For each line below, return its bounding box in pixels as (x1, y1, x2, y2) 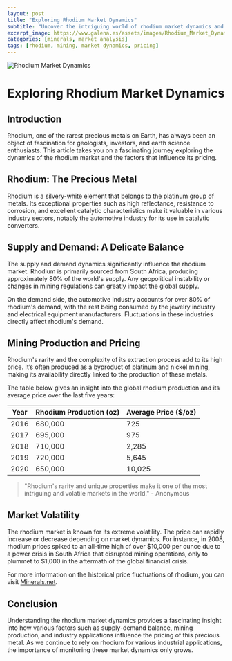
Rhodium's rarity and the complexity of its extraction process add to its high (7, 356, 223, 364)
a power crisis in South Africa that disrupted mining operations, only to (7, 550, 209, 558)
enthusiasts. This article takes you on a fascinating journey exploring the (7, 146, 213, 154)
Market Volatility (7, 509, 81, 521)
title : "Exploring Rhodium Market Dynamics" (7, 17, 137, 24)
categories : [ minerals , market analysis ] (7, 36, 128, 43)
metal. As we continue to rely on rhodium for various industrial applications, (7, 638, 222, 647)
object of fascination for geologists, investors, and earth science (7, 139, 191, 147)
